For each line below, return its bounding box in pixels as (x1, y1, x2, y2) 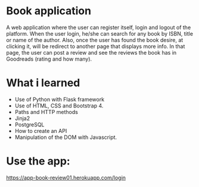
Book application (6, 4, 91, 18)
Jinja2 (14, 115, 30, 122)
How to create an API (14, 127, 67, 134)
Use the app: (6, 154, 70, 168)
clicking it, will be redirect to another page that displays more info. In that (6, 43, 185, 50)
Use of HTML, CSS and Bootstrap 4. (14, 102, 104, 109)
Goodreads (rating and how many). (6, 55, 92, 62)
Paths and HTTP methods (14, 108, 79, 115)
